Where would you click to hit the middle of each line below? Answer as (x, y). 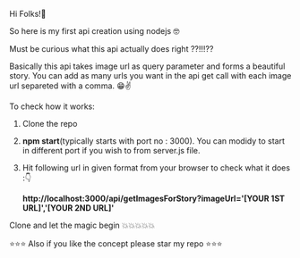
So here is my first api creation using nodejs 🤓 (94, 31)
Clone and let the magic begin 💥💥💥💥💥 (82, 225)
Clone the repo (50, 124)
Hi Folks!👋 (28, 14)
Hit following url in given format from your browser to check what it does (156, 168)
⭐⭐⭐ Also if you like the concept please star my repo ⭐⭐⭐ (116, 244)
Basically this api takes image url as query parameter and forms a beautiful (147, 66)
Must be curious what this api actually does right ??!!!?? (111, 49)
